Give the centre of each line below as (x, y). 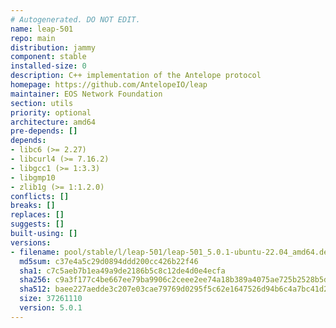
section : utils (42, 103)
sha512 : (35, 289)
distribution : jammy (53, 47)
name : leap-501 (42, 29)
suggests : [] (37, 224)
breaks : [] (33, 206)
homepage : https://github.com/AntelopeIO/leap (109, 85)
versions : (31, 242)
